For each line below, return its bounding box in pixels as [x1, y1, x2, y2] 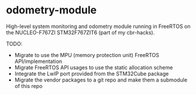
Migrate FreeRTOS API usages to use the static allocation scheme [14, 64, 173, 71]
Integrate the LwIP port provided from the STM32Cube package [14, 70, 169, 77]
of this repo [14, 82, 43, 89]
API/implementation [14, 58, 63, 65]
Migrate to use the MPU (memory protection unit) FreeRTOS [14, 51, 160, 58]
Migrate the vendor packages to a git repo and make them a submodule [14, 76, 188, 83]
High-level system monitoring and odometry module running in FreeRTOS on [6, 23, 191, 30]
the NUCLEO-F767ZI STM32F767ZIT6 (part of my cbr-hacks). [6, 29, 155, 36]
